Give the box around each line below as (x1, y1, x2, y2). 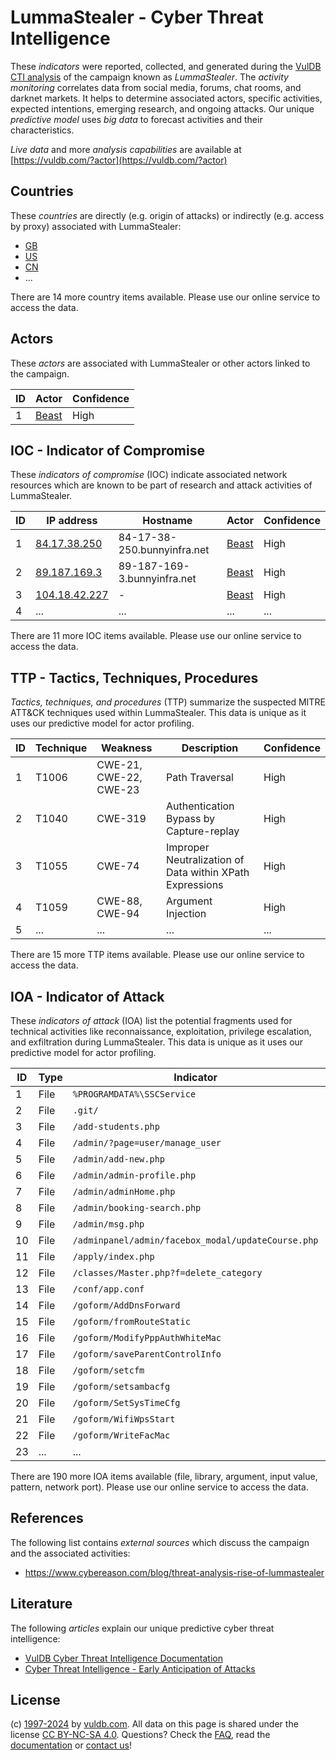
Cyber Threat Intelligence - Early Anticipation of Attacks (24, 1662, 256, 1675)
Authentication (166, 799, 235, 813)
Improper (166, 841, 210, 855)
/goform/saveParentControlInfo (72, 1349, 222, 1360)
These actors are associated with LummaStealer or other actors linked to (10, 357, 311, 369)
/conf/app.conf (72, 1284, 145, 1295)
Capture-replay (166, 824, 240, 838)
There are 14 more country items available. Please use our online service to (10, 291, 321, 303)
